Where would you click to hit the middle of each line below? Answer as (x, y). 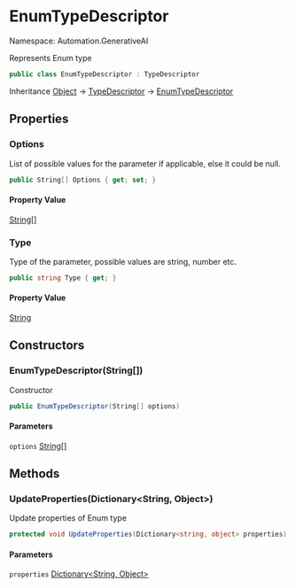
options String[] (38, 445)
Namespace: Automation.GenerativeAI (79, 41)
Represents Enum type (50, 58)
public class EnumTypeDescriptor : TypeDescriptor (105, 74)
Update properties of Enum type (68, 518)
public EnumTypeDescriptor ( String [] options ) (94, 406)
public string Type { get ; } (63, 278)
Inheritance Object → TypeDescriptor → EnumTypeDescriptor (121, 91)
